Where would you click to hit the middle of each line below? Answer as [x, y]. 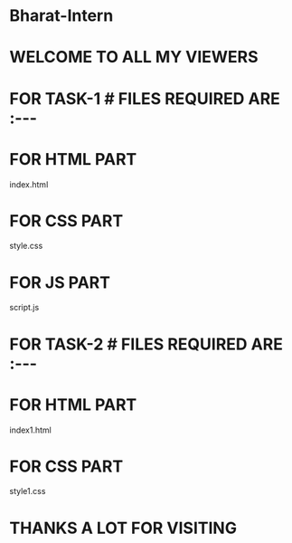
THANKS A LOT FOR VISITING [123, 528]
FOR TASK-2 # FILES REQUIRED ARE [146, 344]
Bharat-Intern [61, 16]
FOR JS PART [60, 282]
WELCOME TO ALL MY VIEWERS [134, 57]
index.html [29, 184]
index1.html [30, 430]
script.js [24, 308]
